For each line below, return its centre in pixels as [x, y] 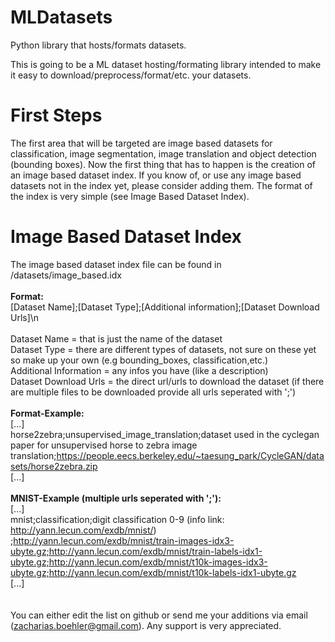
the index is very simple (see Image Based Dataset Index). [130, 196]
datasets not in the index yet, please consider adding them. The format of [161, 185]
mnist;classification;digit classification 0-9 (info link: [117, 519]
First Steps [56, 115]
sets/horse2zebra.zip [54, 466]
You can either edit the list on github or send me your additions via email [159, 615]
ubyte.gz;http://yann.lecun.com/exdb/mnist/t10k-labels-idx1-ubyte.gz [153, 572]
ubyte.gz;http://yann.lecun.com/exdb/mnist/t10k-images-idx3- [139, 562]
